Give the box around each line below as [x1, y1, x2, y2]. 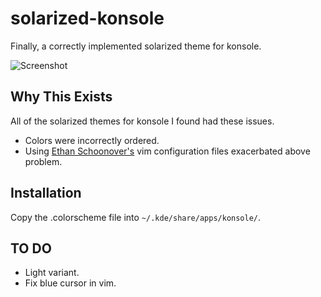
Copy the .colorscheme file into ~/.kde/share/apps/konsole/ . [10, 211, 262, 223]
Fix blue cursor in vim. [24, 277, 117, 289]
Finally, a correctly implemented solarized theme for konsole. [10, 40, 262, 52]
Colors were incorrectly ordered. [24, 134, 160, 146]
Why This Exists [10, 88, 113, 106]
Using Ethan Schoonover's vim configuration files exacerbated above [24, 145, 311, 157]
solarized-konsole [10, 7, 165, 30]
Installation [10, 185, 82, 202]
